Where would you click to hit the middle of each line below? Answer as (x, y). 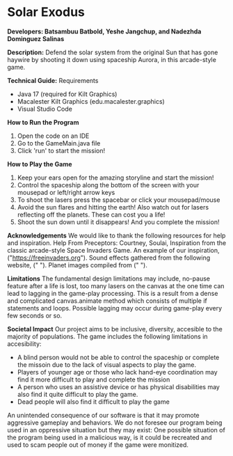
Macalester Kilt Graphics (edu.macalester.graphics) (91, 101)
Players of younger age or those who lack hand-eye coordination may (117, 372)
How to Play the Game (40, 164)
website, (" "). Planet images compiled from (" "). (77, 265)
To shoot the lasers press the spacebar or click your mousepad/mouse (119, 200)
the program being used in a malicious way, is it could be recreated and (110, 437)
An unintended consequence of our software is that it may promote (103, 415)
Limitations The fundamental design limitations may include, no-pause (109, 278)
